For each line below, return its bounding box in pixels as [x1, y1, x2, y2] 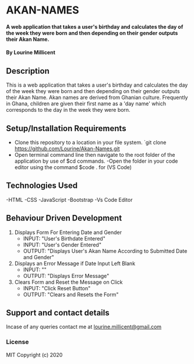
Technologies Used [6, 181, 77, 191]
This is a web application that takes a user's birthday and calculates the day [6, 81, 188, 88]
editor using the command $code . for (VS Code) [14, 164, 132, 170]
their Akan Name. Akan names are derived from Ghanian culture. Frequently [6, 94, 188, 101]
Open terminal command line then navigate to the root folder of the [14, 152, 175, 158]
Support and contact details [6, 308, 110, 318]
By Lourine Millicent [6, 49, 55, 56]
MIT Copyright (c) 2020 [6, 351, 63, 358]
